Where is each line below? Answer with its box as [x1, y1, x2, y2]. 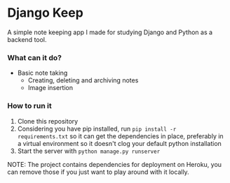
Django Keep [7, 5, 84, 21]
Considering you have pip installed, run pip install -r [17, 124, 177, 133]
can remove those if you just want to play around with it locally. [7, 168, 189, 176]
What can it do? [7, 52, 62, 62]
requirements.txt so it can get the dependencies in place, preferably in [17, 131, 224, 140]
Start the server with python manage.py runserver [17, 147, 161, 155]
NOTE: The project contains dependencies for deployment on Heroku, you [7, 160, 222, 168]
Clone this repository [17, 117, 79, 125]
